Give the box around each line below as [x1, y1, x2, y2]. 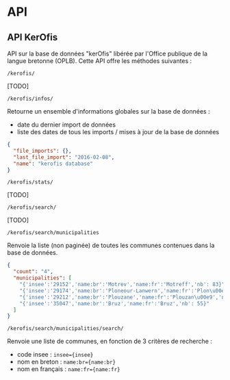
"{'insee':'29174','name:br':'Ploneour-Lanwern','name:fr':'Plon [19, 287, 210, 294]
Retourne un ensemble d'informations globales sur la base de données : [7, 107, 210, 115]
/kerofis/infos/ [7, 95, 53, 102]
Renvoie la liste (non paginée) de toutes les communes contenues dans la [7, 241, 215, 250]
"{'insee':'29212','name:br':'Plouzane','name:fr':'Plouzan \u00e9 [19, 294, 213, 301]
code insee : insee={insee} [16, 351, 94, 359]
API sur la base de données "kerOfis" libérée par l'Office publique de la [7, 49, 207, 58]
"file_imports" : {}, [13, 147, 72, 154]
